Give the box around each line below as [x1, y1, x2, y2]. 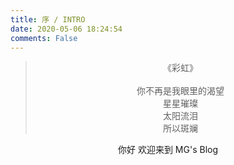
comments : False [10, 33, 78, 43]
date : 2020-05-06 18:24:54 [10, 24, 123, 34]
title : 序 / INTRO [10, 14, 86, 25]
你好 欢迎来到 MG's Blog [117, 144, 219, 156]
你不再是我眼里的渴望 [136, 85, 225, 97]
